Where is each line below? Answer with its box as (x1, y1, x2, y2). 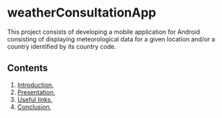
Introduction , (17, 81, 54, 89)
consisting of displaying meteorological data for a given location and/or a (7, 35, 216, 43)
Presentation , (17, 88, 55, 96)
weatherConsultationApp (7, 5, 157, 21)
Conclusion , (17, 102, 52, 111)
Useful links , (17, 95, 53, 104)
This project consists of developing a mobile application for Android (7, 28, 201, 36)
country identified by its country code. (7, 42, 116, 50)
